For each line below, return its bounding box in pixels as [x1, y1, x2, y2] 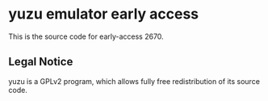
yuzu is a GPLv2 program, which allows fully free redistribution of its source [8, 76, 261, 86]
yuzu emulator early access [8, 5, 199, 23]
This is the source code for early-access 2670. [8, 32, 164, 41]
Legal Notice [8, 55, 73, 69]
